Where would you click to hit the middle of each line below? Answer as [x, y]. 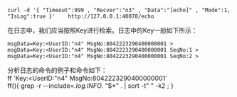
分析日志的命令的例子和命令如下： [57, 70]
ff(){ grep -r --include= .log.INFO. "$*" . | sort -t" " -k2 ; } [91, 86]
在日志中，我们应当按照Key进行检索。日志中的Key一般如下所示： [102, 30]
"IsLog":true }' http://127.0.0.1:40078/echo [81, 16]
